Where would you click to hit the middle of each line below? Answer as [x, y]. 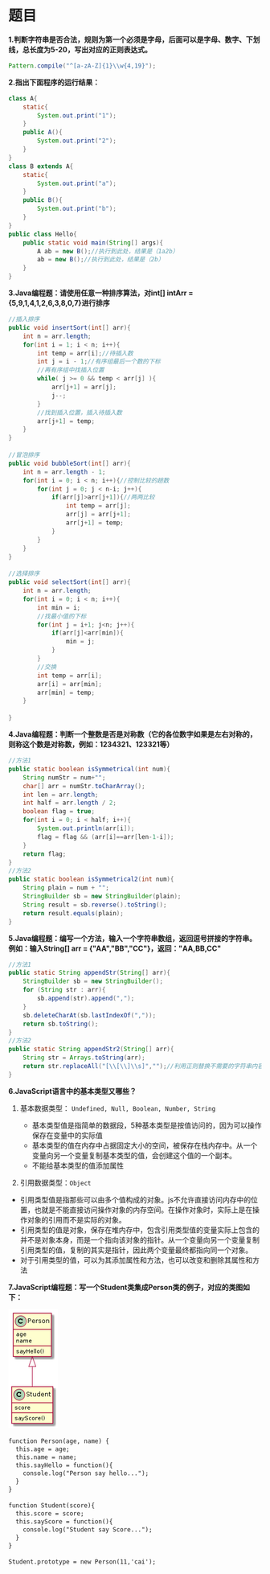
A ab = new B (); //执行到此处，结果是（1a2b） [108, 251]
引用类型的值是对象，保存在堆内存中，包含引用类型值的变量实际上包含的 [139, 1230]
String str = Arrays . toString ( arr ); [84, 1058]
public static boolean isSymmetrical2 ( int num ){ [91, 879]
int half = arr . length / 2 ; [70, 803]
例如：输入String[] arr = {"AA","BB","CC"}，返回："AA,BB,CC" [115, 948]
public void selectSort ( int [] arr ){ [70, 582]
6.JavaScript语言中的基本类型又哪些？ [72, 1091]
